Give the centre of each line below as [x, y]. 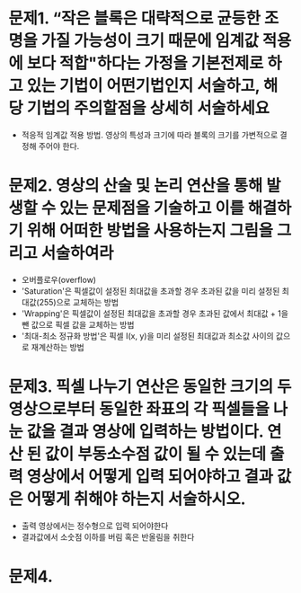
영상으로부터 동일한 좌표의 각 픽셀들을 [139, 409]
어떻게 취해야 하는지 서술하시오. [136, 499]
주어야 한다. [59, 146]
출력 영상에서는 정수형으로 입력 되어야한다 [95, 526]
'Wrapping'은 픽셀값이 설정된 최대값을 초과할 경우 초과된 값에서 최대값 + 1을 [155, 313]
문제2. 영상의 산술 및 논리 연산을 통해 [136, 186]
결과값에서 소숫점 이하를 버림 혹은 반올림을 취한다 [108, 536]
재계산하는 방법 [58, 347]
